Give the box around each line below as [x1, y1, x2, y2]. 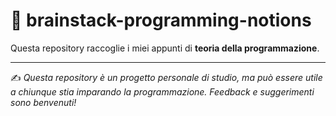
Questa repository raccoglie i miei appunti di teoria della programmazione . [10, 42, 320, 54]
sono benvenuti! [10, 96, 77, 108]
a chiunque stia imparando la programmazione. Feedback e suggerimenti [10, 85, 315, 98]
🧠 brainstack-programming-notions [10, 9, 312, 32]
